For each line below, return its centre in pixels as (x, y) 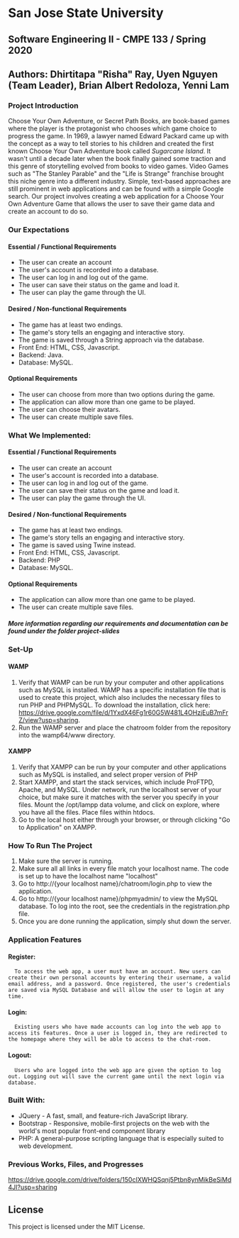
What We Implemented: (50, 435)
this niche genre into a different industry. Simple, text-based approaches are (119, 182)
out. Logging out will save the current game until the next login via (116, 1076)
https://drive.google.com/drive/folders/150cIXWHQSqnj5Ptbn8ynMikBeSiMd (120, 1180)
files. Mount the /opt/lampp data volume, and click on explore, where (119, 804)
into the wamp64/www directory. (67, 735)
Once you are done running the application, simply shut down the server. (124, 921)
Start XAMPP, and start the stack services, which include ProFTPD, (116, 782)
